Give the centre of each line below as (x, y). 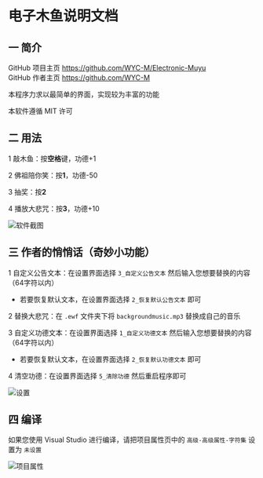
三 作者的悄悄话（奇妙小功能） (82, 252)
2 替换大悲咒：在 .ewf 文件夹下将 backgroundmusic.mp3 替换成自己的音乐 (124, 316)
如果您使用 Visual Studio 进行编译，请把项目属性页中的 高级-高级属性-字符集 (128, 440)
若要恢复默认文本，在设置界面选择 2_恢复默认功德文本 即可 (110, 359)
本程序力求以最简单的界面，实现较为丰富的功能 (84, 94)
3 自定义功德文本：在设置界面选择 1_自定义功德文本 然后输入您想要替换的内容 (130, 332)
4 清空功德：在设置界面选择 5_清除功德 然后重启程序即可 (97, 376)
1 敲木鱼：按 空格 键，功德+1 (52, 159)
